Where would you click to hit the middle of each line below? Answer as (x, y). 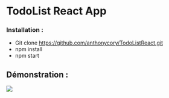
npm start (27, 56)
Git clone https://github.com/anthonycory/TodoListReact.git (89, 43)
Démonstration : (37, 74)
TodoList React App (56, 11)
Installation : (25, 30)
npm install (29, 49)
